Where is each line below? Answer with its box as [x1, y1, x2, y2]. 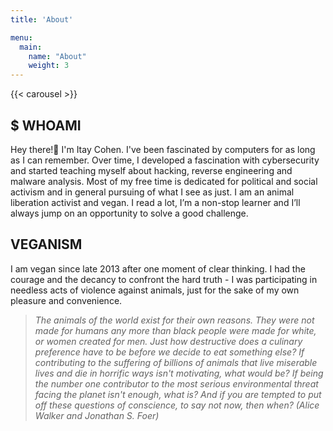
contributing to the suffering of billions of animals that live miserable [34, 356, 318, 368]
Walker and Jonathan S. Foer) [34, 409, 160, 421]
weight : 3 [28, 61, 70, 71]
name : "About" [28, 51, 87, 61]
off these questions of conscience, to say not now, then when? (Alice [34, 399, 320, 411]
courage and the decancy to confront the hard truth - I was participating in [10, 273, 318, 285]
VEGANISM [10, 236, 83, 253]
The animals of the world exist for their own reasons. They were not [34, 314, 315, 326]
